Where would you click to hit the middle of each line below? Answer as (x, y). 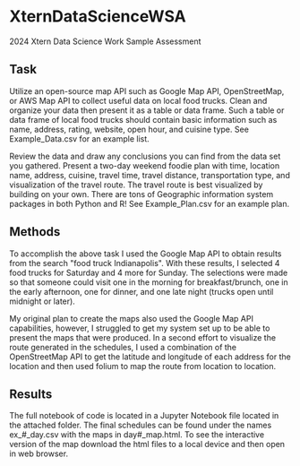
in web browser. (39, 453)
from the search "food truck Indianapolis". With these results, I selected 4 (145, 263)
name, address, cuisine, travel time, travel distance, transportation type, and (150, 175)
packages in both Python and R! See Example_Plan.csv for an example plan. (149, 203)
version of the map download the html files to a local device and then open (147, 444)
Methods (35, 232)
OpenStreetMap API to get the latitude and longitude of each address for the (150, 357)
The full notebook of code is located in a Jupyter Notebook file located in (144, 416)
